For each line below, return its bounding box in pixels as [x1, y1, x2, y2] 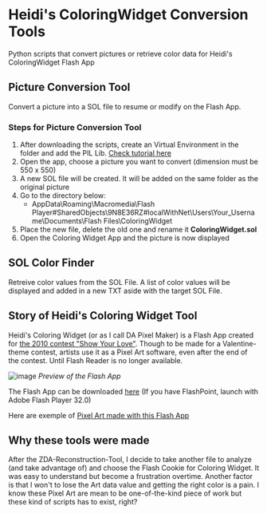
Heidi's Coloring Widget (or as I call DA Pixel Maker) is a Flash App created [8, 330, 254, 340]
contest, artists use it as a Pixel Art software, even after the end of [30, 347, 249, 357]
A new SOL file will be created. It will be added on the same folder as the [19, 174, 259, 184]
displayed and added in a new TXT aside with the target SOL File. [8, 286, 223, 295]
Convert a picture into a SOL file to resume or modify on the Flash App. [8, 101, 241, 111]
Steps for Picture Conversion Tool [8, 121, 142, 132]
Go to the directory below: [19, 191, 106, 200]
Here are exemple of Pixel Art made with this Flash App [8, 410, 190, 420]
